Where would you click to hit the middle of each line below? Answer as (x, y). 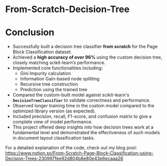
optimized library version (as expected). (54, 111)
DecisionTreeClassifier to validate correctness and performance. (81, 100)
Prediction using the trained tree (54, 90)
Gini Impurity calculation (45, 73)
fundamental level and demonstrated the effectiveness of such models (86, 133)
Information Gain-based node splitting (60, 79)
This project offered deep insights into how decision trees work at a (83, 127)
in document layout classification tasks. (54, 138)
